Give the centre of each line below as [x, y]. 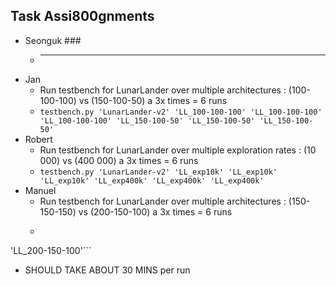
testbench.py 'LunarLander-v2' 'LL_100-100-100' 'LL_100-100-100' [181, 112]
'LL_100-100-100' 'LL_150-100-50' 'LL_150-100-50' [147, 120]
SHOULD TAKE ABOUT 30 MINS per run [107, 270]
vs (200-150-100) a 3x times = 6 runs [155, 211]
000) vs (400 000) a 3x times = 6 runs [119, 160]
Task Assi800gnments [82, 16]
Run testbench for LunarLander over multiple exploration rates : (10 [178, 150]
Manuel [40, 190]
